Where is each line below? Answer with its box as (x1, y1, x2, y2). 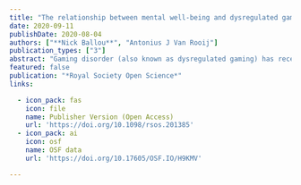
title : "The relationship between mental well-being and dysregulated (9, 13, 279, 22)
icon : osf (25, 138, 63, 147)
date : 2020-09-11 (9, 21, 74, 30)
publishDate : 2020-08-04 (9, 29, 102, 38)
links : (9, 80, 34, 88)
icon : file (25, 104, 66, 113)
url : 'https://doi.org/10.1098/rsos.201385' (25, 121, 194, 130)
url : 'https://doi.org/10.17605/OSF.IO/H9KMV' (25, 154, 202, 163)
